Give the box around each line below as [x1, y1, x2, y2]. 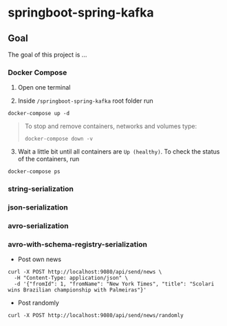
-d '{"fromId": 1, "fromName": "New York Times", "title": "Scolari [14, 281, 215, 287]
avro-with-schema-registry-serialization [8, 239, 147, 249]
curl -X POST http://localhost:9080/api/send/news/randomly [8, 312, 184, 319]
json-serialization [8, 203, 68, 212]
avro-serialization [8, 221, 69, 231]
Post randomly [17, 298, 59, 307]
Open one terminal [17, 83, 71, 92]
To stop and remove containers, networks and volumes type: [24, 122, 197, 130]
